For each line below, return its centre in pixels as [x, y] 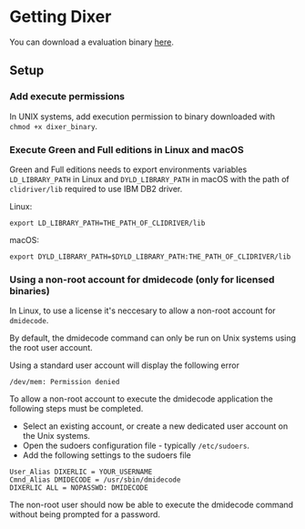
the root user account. [51, 348]
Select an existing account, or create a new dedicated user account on [155, 426]
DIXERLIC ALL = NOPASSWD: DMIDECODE [79, 488]
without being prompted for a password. [85, 514]
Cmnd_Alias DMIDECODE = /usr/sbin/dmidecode [95, 480]
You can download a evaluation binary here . [92, 42]
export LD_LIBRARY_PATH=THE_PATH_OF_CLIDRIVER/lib [107, 223]
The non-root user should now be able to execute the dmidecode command [152, 505]
